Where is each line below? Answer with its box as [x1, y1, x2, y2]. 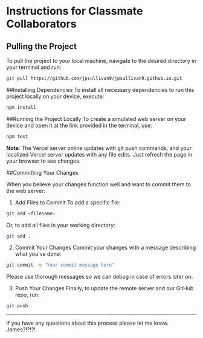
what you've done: [14, 250, 62, 258]
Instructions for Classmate [6, 4, 143, 18]
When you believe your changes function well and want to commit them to [6, 180, 192, 188]
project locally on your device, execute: [6, 93, 105, 100]
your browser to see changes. [6, 157, 81, 164]
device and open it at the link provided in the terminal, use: [6, 122, 152, 129]
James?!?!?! [6, 326, 36, 333]
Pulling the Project [6, 41, 77, 51]
